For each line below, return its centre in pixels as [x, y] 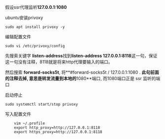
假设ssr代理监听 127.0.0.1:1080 [36, 7]
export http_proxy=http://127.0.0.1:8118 [57, 128]
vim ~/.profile [30, 123]
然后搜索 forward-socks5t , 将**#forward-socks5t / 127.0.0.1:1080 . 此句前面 [82, 72]
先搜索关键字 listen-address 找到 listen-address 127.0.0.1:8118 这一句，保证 [81, 56]
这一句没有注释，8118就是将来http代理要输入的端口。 [59, 62]
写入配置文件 [18, 114]
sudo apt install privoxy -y [35, 27]
